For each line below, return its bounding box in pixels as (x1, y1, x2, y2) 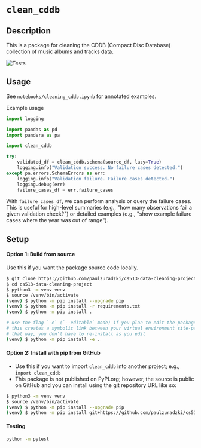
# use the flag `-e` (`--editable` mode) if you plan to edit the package (6, 320, 197, 326)
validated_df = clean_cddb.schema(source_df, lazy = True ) (17, 159, 162, 165)
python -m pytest (6, 436, 50, 442)
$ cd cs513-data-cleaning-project (6, 281, 93, 287)
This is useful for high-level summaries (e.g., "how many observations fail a (6, 204, 193, 211)
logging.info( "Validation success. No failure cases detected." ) (17, 165, 184, 171)
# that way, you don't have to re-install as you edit (6, 330, 146, 337)
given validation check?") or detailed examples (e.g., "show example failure (6, 210, 192, 217)
